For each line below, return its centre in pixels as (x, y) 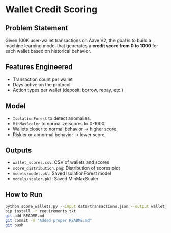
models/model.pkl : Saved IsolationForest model (62, 173)
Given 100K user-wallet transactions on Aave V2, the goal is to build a (78, 40)
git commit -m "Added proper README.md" (49, 220)
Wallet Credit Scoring (51, 9)
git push (15, 225)
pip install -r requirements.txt (41, 211)
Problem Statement (37, 28)
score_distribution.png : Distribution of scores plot (66, 168)
